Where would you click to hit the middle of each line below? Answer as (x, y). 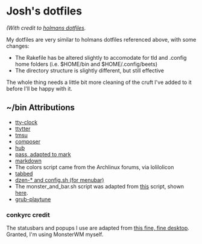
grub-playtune (33, 199)
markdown (28, 161)
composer (28, 141)
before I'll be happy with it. (39, 88)
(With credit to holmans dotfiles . (46, 28)
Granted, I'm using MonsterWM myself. (55, 234)
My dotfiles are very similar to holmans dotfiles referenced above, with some (101, 39)
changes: (18, 46)
